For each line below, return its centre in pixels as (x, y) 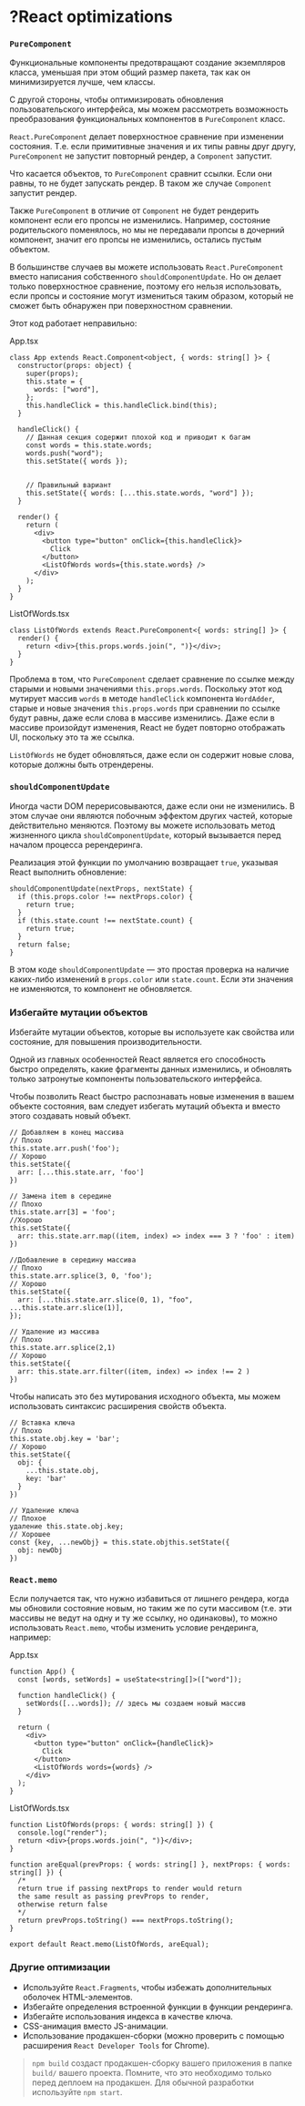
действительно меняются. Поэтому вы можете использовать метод (142, 825)
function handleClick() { (67, 1696)
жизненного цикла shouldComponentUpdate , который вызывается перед (145, 834)
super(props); (52, 374)
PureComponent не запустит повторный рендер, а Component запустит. (141, 156)
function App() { (42, 1672)
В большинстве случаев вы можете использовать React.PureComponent (147, 267)
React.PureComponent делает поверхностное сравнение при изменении (147, 137)
